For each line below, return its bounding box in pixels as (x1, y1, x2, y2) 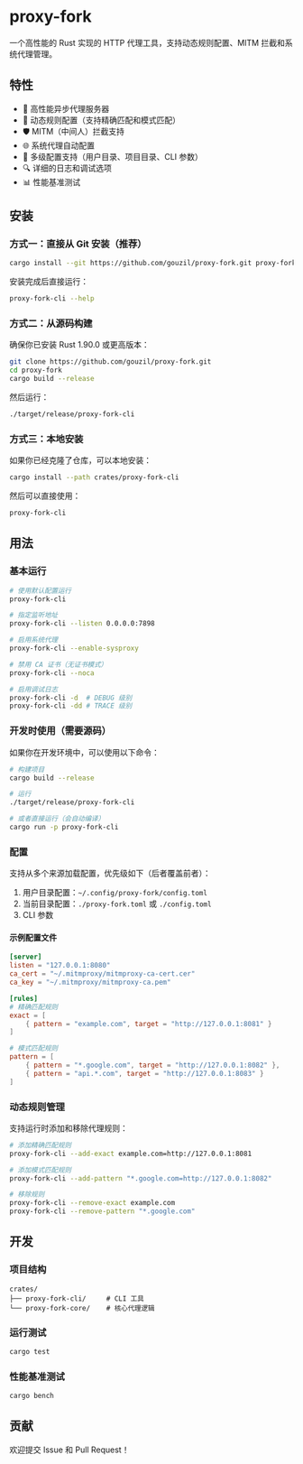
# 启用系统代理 (9, 635, 59, 644)
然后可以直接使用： (9, 490, 81, 502)
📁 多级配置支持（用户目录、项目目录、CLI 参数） (22, 151, 203, 162)
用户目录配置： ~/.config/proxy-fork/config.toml (22, 887, 207, 898)
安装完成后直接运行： (9, 276, 88, 287)
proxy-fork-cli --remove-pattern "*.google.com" (9, 1207, 196, 1216)
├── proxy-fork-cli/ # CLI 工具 (9, 1293, 144, 1303)
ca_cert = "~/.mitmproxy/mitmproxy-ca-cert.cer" (9, 969, 196, 978)
